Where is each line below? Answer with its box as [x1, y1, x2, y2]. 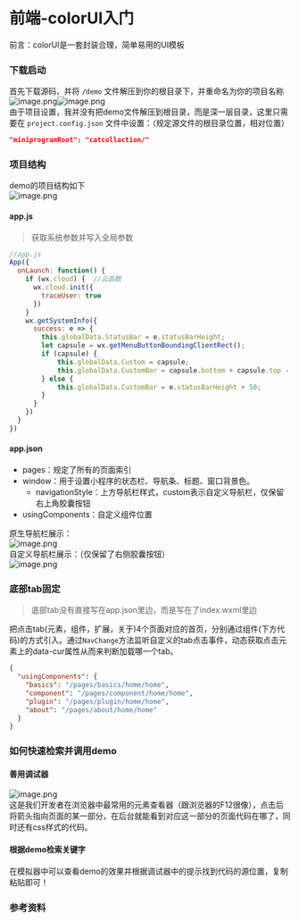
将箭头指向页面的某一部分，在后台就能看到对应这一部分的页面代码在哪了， [9, 810, 283, 822]
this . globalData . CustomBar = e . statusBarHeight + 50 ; [56, 382, 262, 391]
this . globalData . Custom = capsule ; [56, 357, 190, 366]
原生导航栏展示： [9, 528, 72, 539]
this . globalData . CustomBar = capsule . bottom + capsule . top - [56, 365, 290, 375]
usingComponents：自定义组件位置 [21, 509, 154, 520]
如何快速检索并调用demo [9, 745, 118, 758]
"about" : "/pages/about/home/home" [25, 705, 158, 715]
